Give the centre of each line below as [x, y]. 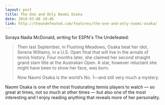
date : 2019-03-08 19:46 [30, 19]
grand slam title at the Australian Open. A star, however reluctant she [87, 63]
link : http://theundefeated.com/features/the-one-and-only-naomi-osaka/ [81, 23]
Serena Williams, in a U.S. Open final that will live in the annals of [83, 52]
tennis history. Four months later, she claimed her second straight [83, 58]
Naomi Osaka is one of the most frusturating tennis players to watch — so [80, 87]
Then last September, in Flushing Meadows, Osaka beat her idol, [83, 47]
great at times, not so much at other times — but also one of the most [76, 92]
